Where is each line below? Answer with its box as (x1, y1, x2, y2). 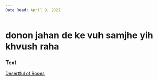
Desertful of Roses (5, 70, 45, 77)
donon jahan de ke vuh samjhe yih (5, 29, 153, 41)
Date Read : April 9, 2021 (5, 7, 61, 13)
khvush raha (5, 40, 60, 52)
